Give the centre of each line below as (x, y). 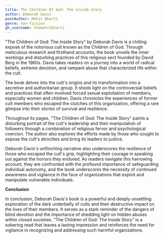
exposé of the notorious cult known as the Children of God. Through (74, 47)
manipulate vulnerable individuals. (40, 180)
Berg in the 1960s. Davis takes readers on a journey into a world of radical (80, 63)
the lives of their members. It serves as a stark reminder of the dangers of (80, 210)
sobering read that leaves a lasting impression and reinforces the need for (80, 225)
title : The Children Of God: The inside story (54, 10)
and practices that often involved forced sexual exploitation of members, (79, 93)
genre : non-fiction (25, 23)
